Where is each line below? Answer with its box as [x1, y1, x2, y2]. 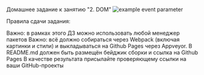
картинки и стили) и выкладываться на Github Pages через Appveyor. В [6, 43, 192, 49]
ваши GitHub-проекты [6, 62, 64, 69]
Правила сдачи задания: [6, 18, 71, 24]
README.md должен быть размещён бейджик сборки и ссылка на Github [6, 49, 199, 56]
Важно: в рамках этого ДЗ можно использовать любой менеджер [6, 29, 180, 37]
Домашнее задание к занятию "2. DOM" [6, 6, 112, 13]
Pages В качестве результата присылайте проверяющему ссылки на [6, 55, 187, 62]
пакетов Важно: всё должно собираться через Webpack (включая [6, 36, 180, 43]
